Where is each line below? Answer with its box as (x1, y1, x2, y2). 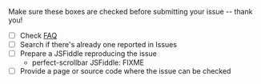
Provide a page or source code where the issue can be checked (19, 66, 231, 76)
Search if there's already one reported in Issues (19, 40, 178, 50)
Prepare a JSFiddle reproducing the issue (19, 49, 158, 58)
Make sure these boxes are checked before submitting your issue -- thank (8, 7, 254, 16)
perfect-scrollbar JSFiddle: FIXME (31, 58, 144, 67)
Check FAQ (19, 31, 58, 40)
